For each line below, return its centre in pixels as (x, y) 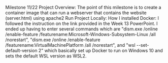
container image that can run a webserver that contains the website (76, 13)
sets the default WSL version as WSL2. (46, 56)
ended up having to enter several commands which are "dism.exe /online (82, 29)
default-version (21, 51)
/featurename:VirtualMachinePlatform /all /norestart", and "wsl (70, 45)
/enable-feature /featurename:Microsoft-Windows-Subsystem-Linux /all (80, 34)
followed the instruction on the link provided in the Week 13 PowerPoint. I (82, 23)
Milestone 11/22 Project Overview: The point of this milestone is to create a (83, 7)
